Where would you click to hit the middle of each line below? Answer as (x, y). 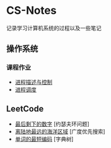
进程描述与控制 (33, 82)
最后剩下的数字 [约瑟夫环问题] (52, 124)
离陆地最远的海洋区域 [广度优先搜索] (60, 132)
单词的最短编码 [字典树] (44, 139)
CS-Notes (31, 11)
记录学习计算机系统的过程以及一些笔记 (54, 28)
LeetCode (25, 109)
